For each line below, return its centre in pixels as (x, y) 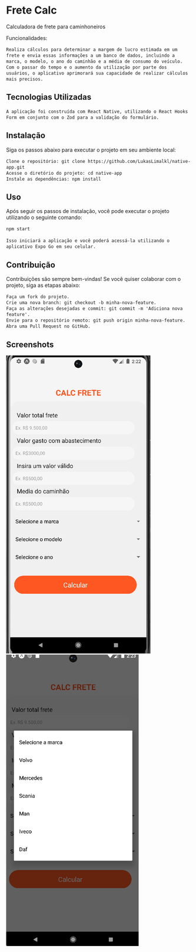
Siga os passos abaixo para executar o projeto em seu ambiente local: (91, 150)
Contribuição (31, 265)
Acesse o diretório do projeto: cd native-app (64, 173)
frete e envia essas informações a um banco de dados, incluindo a (91, 55)
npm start (18, 229)
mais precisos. (25, 79)
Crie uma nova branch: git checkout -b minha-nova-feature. (82, 303)
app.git (16, 167)
